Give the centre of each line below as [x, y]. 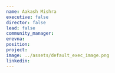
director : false [26, 22]
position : [18, 45]
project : [17, 50]
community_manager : [30, 34]
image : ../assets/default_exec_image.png [58, 55]
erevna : [16, 39]
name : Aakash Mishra [32, 11]
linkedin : [18, 61]
